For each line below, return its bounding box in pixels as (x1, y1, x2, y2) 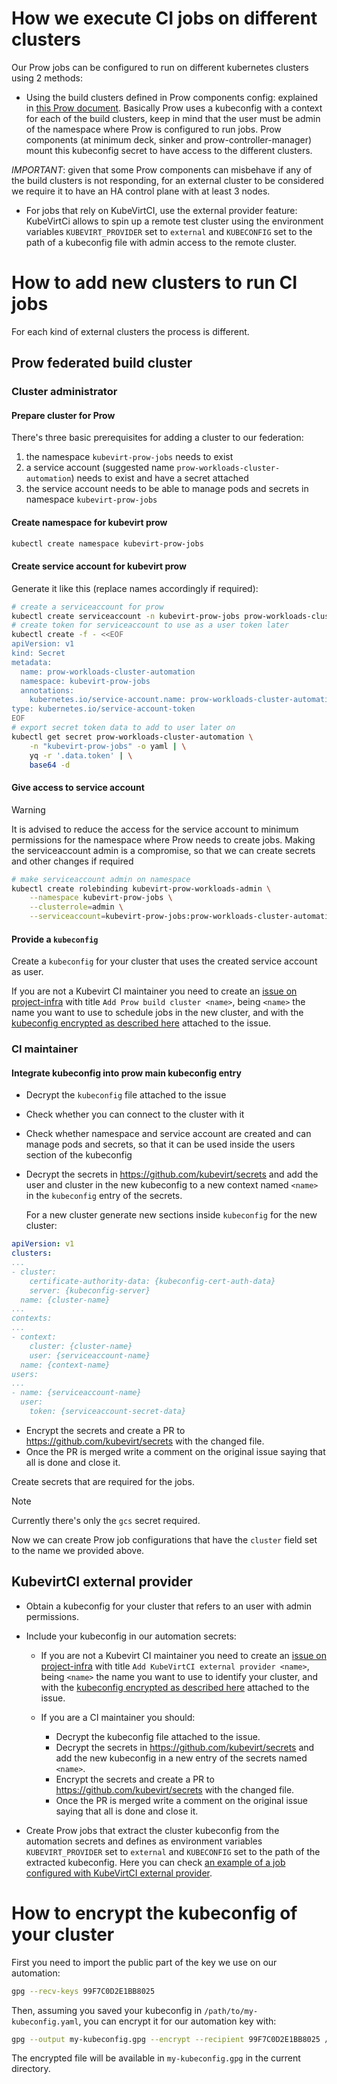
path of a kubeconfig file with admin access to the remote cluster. (25, 236, 297, 248)
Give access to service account (11, 782, 145, 794)
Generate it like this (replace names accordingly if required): (11, 582, 259, 594)
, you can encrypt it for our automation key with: (78, 2015, 277, 2027)
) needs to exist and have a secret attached (70, 472, 249, 484)
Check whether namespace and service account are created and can (25, 1128, 312, 1140)
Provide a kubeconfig (11, 933, 99, 945)
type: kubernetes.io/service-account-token (11, 704, 196, 714)
